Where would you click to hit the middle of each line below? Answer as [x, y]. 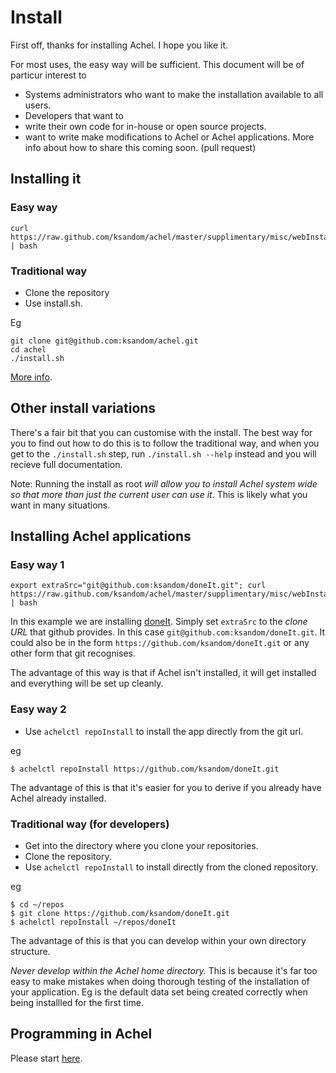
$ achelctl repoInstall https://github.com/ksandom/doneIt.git [145, 769]
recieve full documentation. [66, 464]
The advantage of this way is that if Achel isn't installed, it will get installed [163, 673]
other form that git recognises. [73, 653]
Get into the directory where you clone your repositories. [141, 846]
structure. [30, 952]
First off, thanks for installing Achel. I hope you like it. [119, 45]
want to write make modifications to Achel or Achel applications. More [169, 137]
